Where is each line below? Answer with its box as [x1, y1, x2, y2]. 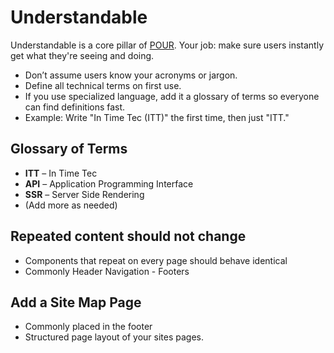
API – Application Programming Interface [24, 177, 194, 190]
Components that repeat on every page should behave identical [24, 254, 288, 266]
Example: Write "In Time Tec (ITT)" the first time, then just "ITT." [24, 111, 290, 123]
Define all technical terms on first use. [24, 79, 182, 91]
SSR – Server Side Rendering [24, 188, 145, 200]
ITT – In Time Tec [24, 167, 98, 179]
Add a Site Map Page [10, 294, 142, 311]
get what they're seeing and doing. [10, 49, 155, 61]
